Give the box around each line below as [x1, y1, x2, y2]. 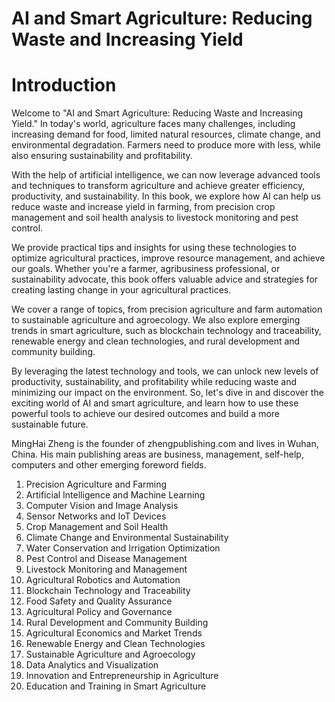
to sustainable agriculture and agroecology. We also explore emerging [11, 314, 301, 326]
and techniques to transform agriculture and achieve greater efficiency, [11, 180, 306, 192]
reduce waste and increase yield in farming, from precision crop [11, 201, 276, 213]
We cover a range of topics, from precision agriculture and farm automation [11, 303, 323, 316]
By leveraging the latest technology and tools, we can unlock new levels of [11, 365, 319, 377]
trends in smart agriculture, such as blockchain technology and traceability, [11, 325, 322, 337]
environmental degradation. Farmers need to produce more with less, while [11, 139, 321, 151]
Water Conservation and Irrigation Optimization [25, 542, 221, 554]
